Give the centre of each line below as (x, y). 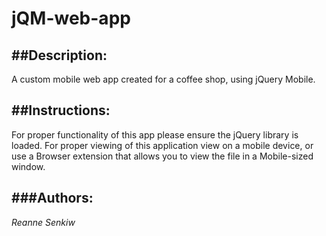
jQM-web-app (71, 18)
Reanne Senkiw (43, 222)
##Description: (59, 55)
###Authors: (52, 198)
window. (28, 166)
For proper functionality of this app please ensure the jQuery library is (155, 134)
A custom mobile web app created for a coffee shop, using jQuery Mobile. (163, 79)
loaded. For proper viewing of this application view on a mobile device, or (162, 145)
